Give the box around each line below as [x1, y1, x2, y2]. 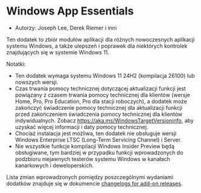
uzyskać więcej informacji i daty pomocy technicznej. [14, 123, 148, 130]
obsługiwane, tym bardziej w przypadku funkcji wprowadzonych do [14, 149, 183, 156]
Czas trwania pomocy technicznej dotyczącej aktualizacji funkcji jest [14, 84, 186, 92]
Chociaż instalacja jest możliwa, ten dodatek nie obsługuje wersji [14, 130, 177, 137]
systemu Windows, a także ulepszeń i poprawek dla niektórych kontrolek [6, 42, 188, 49]
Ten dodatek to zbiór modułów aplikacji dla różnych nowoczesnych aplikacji [6, 36, 195, 43]
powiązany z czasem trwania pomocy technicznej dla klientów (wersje [14, 91, 190, 98]
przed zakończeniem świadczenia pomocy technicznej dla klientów [14, 110, 183, 118]
